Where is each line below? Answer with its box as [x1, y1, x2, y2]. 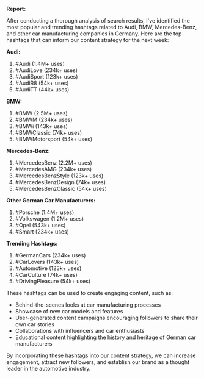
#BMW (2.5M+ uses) [15, 110, 68, 116]
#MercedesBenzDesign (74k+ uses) [15, 179, 106, 185]
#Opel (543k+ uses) [15, 222, 66, 229]
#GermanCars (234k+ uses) [15, 252, 86, 259]
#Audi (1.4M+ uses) [15, 60, 65, 67]
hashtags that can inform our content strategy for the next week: [6, 37, 169, 43]
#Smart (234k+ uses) [15, 228, 69, 235]
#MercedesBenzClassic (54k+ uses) [15, 185, 107, 192]
